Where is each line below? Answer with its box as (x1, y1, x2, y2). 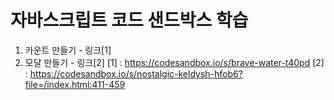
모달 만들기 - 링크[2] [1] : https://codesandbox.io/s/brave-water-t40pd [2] (24, 56, 325, 68)
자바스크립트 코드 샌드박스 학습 (10, 9, 249, 32)
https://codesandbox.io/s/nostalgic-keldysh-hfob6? (29, 67, 243, 80)
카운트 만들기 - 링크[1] (24, 44, 112, 56)
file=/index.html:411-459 (24, 78, 126, 90)
